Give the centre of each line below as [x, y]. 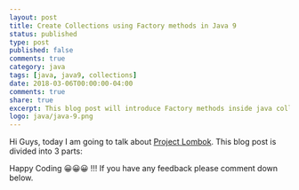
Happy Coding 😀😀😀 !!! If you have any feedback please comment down [144, 169]
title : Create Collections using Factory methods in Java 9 [123, 26]
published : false [41, 51]
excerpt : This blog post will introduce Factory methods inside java [141, 108]
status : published [43, 34]
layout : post [33, 17]
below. [21, 178]
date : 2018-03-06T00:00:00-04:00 [71, 83]
